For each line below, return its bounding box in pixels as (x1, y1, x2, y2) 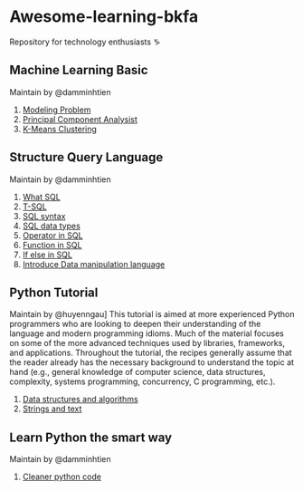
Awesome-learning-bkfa (9, 6, 199, 27)
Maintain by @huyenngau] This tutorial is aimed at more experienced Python (9, 309, 295, 320)
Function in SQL (22, 239, 82, 250)
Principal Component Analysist (22, 113, 138, 124)
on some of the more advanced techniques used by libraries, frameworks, (9, 338, 285, 349)
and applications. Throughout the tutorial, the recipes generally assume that (9, 347, 292, 359)
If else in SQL (22, 249, 72, 260)
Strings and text (22, 403, 82, 414)
